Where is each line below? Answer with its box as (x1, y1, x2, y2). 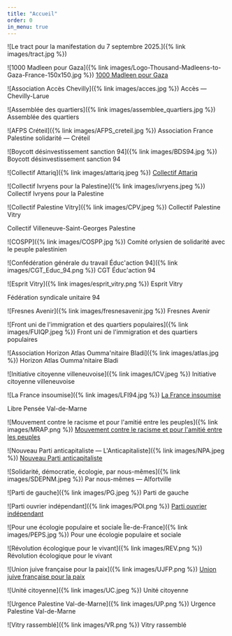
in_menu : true (7, 23, 49, 30)
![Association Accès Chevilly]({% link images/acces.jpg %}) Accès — (7, 85, 208, 93)
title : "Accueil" (7, 10, 58, 18)
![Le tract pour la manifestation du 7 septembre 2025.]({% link (7, 43, 187, 51)
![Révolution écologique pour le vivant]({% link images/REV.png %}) (7, 544, 203, 553)
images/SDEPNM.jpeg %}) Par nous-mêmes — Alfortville (7, 475, 172, 483)
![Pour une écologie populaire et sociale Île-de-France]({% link (7, 523, 188, 532)
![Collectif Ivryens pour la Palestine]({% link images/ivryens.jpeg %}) (7, 182, 206, 191)
